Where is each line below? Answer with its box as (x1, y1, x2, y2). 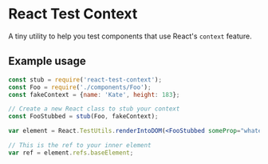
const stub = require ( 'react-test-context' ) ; (8, 75, 162, 84)
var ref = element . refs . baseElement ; (8, 149, 134, 157)
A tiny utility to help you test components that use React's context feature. (8, 31, 253, 41)
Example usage (8, 54, 86, 68)
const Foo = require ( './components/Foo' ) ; (8, 83, 152, 91)
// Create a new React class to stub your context (8, 105, 180, 113)
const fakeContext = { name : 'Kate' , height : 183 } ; (8, 90, 180, 98)
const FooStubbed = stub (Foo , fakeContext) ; (8, 113, 159, 121)
